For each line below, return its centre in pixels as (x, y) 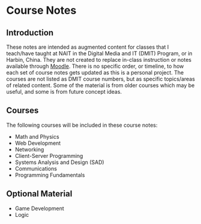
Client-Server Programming (49, 156)
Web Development (38, 143)
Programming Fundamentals (50, 175)
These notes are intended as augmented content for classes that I (88, 47)
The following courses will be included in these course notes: (82, 125)
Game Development (39, 208)
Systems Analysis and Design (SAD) (59, 162)
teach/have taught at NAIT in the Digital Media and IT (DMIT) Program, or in (100, 53)
